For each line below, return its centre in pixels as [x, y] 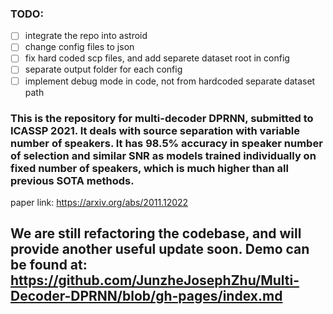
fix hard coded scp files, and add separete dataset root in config [157, 58]
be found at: [49, 265]
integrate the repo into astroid [86, 36]
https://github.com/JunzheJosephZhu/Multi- [155, 280]
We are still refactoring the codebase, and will [156, 233]
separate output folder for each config [103, 69]
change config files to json [79, 47]
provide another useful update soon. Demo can [160, 249]
